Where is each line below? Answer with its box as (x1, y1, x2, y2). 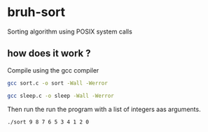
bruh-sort (7, 4, 66, 20)
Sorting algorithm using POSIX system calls (7, 27, 133, 36)
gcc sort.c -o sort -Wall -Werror (7, 80, 109, 87)
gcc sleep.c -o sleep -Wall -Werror (7, 92, 114, 99)
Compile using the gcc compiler (7, 66, 99, 74)
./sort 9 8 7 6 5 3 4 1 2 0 (7, 118, 90, 126)
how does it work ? (7, 47, 91, 59)
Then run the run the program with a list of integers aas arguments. (7, 105, 201, 113)
